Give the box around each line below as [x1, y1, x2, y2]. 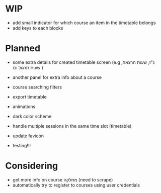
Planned [5, 43, 41, 54]
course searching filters [12, 84, 62, 90]
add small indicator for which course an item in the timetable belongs [12, 20, 156, 26]
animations [12, 104, 36, 110]
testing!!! [12, 142, 31, 148]
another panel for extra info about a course [12, 74, 102, 80]
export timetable [12, 93, 47, 100]
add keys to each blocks [12, 25, 63, 31]
